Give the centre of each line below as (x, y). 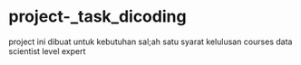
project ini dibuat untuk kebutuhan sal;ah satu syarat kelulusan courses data (150, 42)
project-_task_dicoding (97, 17)
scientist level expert (47, 51)
